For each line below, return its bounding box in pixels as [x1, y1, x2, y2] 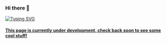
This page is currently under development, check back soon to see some [5, 27, 161, 33]
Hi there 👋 [5, 4, 30, 11]
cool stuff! [5, 32, 28, 38]
